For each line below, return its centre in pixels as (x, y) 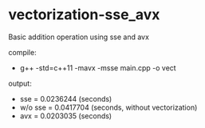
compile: (23, 52)
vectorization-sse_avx (84, 15)
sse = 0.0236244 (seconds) (66, 98)
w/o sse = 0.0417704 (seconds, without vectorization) (108, 107)
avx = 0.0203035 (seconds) (66, 116)
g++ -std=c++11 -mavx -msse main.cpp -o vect (98, 68)
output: (20, 83)
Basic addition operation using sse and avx (79, 37)
